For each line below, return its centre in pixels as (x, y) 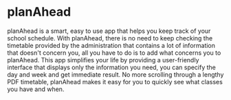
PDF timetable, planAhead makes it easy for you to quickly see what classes (115, 82)
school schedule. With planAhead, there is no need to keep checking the (110, 38)
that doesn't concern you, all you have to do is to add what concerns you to (114, 53)
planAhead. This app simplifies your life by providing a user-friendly (103, 60)
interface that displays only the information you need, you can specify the (112, 67)
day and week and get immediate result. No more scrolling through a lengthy (115, 74)
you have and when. (36, 89)
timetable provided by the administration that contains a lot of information (111, 45)
